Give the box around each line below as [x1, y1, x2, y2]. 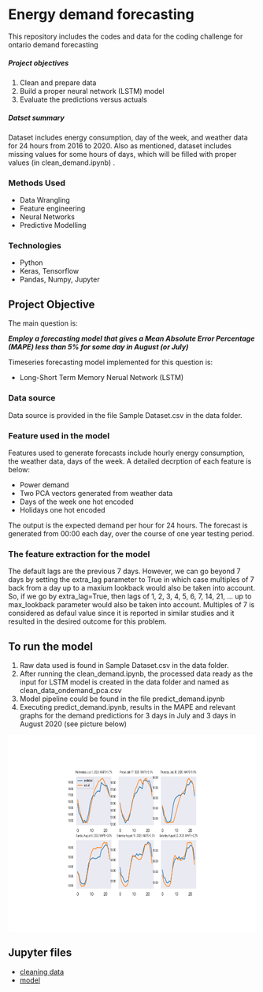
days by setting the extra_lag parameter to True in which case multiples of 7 [8, 575, 254, 584]
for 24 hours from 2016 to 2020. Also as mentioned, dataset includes [8, 140, 232, 151]
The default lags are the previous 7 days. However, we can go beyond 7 [8, 566, 241, 576]
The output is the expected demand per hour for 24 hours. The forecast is [8, 520, 248, 530]
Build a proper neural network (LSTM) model [19, 86, 165, 95]
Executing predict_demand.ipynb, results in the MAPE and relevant [19, 702, 236, 711]
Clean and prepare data [19, 77, 97, 88]
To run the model [8, 640, 93, 653]
